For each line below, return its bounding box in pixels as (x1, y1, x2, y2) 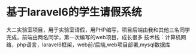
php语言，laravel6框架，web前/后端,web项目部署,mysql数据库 (16, 41, 171, 48)
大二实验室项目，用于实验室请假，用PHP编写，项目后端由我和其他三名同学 (6, 26, 191, 33)
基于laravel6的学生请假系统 (6, 5, 142, 19)
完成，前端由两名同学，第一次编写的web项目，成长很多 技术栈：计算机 (6, 33, 181, 40)
